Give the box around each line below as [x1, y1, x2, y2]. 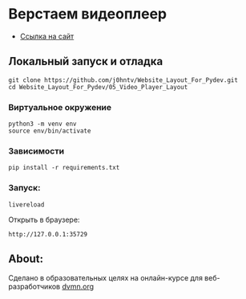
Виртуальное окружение [8, 101, 112, 113]
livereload [8, 200, 45, 209]
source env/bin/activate [8, 127, 91, 135]
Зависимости [8, 145, 65, 157]
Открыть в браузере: [8, 215, 80, 224]
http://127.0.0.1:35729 [8, 230, 88, 238]
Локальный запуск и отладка [8, 55, 163, 68]
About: [8, 252, 44, 266]
